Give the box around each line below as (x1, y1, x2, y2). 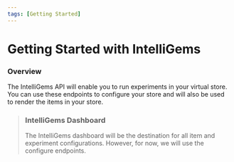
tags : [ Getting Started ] (7, 10, 81, 18)
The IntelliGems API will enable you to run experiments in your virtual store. (7, 82, 228, 91)
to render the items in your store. (7, 97, 104, 107)
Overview (7, 66, 42, 76)
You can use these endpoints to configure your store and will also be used (7, 90, 225, 99)
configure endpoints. (24, 146, 87, 155)
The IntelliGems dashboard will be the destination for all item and (24, 131, 216, 140)
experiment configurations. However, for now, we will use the (24, 139, 204, 148)
